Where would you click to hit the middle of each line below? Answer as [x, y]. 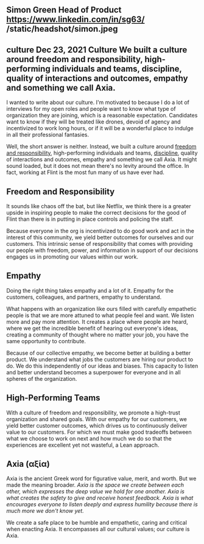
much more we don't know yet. [45, 511]
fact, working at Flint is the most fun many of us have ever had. [85, 172]
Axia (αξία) [28, 464]
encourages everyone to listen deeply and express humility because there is [102, 504]
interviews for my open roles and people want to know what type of [91, 109]
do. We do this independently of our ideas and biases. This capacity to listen [102, 366]
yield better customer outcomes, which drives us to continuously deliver [97, 425]
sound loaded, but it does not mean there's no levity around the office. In [98, 166]
